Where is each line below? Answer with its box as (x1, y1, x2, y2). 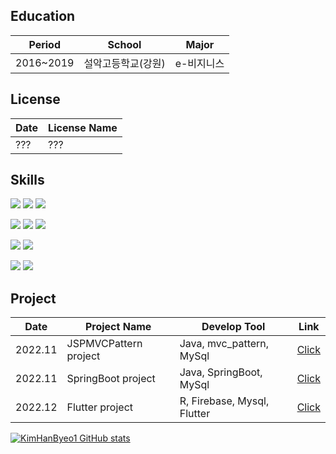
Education (10, 8, 76, 25)
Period (28, 37, 61, 51)
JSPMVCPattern (66, 337, 143, 351)
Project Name (84, 320, 152, 334)
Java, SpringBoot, (179, 365, 263, 379)
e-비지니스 (174, 56, 225, 70)
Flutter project (66, 400, 134, 414)
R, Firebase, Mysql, (179, 394, 270, 408)
